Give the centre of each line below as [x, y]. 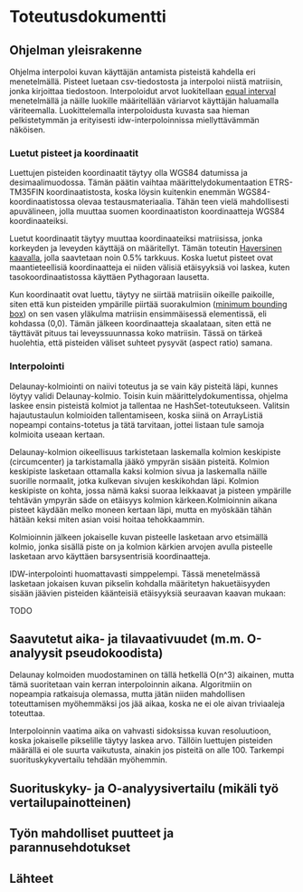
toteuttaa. [27, 713]
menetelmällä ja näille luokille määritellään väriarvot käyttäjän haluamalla [144, 101]
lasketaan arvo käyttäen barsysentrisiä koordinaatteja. [110, 556]
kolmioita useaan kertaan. [57, 434]
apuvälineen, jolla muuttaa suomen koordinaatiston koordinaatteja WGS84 [147, 211]
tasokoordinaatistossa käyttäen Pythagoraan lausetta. [109, 277]
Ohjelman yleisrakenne [76, 50]
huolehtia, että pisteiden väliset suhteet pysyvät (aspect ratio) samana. [141, 343]
